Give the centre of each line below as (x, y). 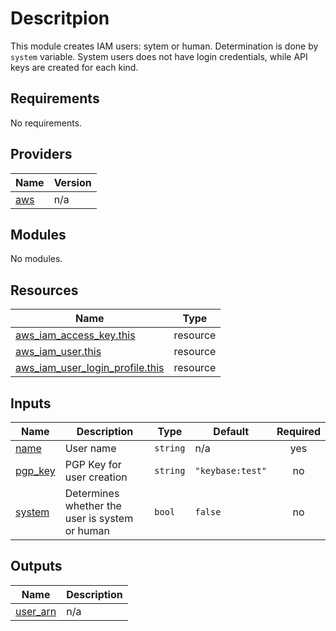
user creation (96, 477)
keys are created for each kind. (74, 67)
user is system (99, 518)
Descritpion (60, 18)
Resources (44, 290)
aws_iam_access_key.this (75, 335)
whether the (93, 505)
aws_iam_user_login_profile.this (90, 368)
